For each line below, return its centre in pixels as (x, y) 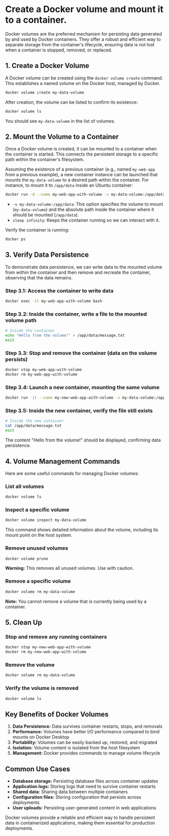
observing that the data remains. (39, 277)
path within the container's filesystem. (45, 160)
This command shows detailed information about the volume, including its (82, 530)
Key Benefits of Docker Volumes (57, 714)
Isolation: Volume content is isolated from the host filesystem (76, 748)
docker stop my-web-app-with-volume (44, 370)
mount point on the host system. (39, 535)
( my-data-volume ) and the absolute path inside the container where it (83, 209)
